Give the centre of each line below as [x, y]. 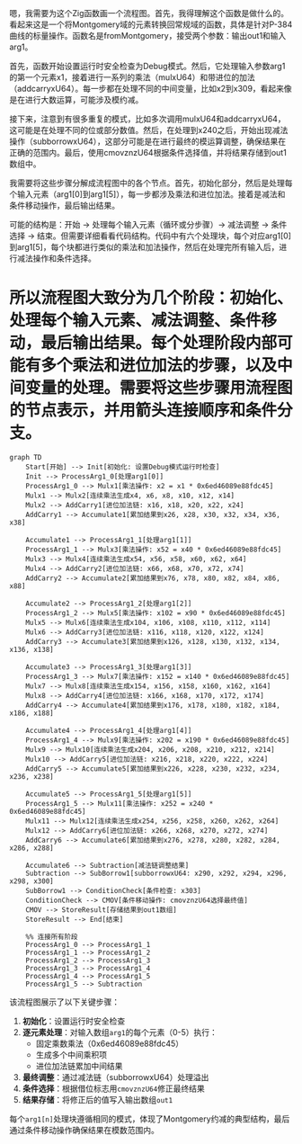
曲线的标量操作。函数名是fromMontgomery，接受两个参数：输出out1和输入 [148, 36]
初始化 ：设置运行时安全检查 [74, 1021]
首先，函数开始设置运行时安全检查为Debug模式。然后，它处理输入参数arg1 [147, 66]
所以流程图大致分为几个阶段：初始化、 [151, 298]
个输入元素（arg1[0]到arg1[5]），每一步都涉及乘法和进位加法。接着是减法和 [147, 194]
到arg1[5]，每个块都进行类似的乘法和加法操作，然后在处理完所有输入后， [144, 247]
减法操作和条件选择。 [56, 258]
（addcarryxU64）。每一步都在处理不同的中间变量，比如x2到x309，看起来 [147, 89]
